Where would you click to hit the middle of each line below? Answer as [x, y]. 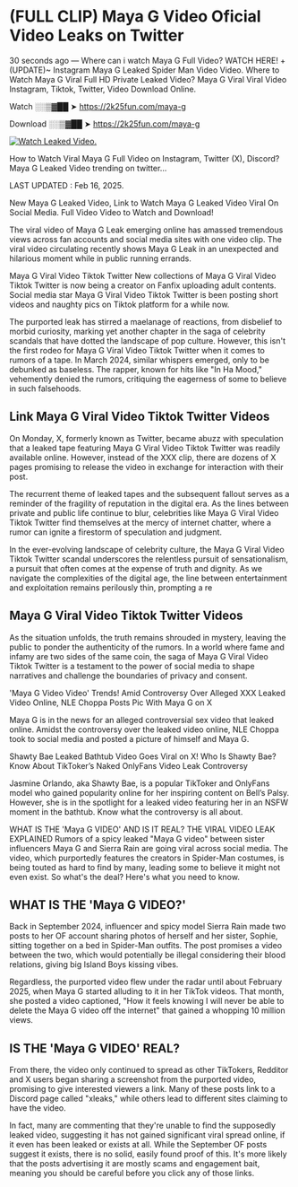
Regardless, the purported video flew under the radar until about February [146, 982]
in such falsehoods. [46, 388]
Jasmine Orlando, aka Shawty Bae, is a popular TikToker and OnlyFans [140, 783]
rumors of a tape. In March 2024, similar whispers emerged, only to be [140, 360]
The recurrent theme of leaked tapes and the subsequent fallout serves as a [149, 493]
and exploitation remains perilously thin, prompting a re [111, 587]
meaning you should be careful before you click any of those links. [132, 1174]
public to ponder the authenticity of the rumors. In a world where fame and [147, 647]
